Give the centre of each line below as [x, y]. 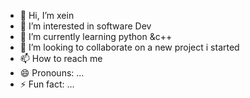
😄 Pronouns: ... [52, 73]
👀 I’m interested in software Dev [85, 26]
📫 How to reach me [61, 58]
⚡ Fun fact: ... [47, 84]
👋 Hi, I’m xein [47, 15]
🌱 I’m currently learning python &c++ [96, 36]
